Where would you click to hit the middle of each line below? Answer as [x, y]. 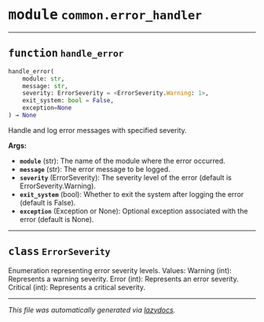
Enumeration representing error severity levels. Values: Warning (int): [120, 270]
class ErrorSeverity [59, 252]
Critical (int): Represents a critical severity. [77, 287]
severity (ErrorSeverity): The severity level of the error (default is [125, 177]
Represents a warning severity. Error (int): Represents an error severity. [123, 279]
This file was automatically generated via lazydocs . [92, 309]
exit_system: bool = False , [68, 101]
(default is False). [48, 202]
